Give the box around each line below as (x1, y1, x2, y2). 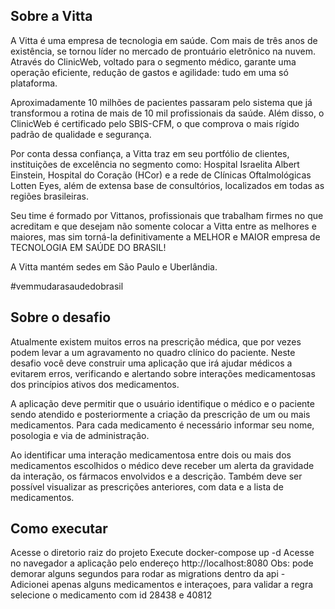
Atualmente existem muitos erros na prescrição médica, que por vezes (10, 335, 302, 348)
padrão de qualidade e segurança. (10, 128, 152, 140)
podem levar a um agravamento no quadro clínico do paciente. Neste (10, 346, 296, 358)
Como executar (10, 520, 108, 538)
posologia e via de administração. (10, 429, 150, 441)
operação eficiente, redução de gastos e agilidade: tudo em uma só (10, 66, 289, 78)
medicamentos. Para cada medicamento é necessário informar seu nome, (10, 419, 315, 431)
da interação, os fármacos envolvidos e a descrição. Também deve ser (10, 470, 303, 482)
